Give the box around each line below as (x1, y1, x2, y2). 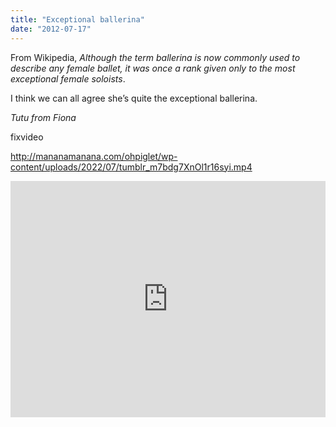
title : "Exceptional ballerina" (10, 14, 145, 25)
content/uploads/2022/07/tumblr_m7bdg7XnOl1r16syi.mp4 (10, 161, 253, 173)
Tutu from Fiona (10, 111, 77, 123)
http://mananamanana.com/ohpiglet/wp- (10, 150, 178, 162)
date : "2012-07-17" (10, 24, 92, 34)
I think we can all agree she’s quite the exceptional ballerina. (10, 92, 258, 104)
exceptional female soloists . (10, 72, 126, 85)
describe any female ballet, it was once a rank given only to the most (10, 62, 296, 74)
